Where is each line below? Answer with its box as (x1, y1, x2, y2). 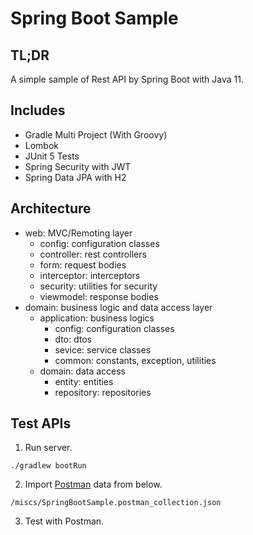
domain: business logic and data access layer (24, 301, 213, 313)
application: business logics (39, 312, 155, 324)
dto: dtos (54, 333, 92, 345)
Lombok (24, 139, 60, 151)
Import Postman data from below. (24, 478, 163, 491)
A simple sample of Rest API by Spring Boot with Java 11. (10, 73, 244, 85)
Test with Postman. (24, 515, 105, 527)
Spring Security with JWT (24, 160, 132, 172)
